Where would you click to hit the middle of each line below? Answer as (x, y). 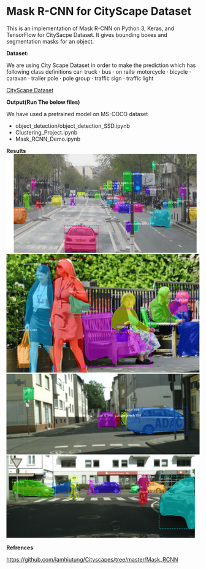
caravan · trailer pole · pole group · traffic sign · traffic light (80, 78)
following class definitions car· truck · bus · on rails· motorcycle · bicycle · (99, 71)
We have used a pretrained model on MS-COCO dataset (77, 114)
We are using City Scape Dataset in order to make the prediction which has (101, 65)
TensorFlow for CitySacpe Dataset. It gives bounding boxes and (87, 34)
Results (16, 151)
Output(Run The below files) (43, 102)
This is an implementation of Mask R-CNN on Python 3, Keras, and (90, 28)
